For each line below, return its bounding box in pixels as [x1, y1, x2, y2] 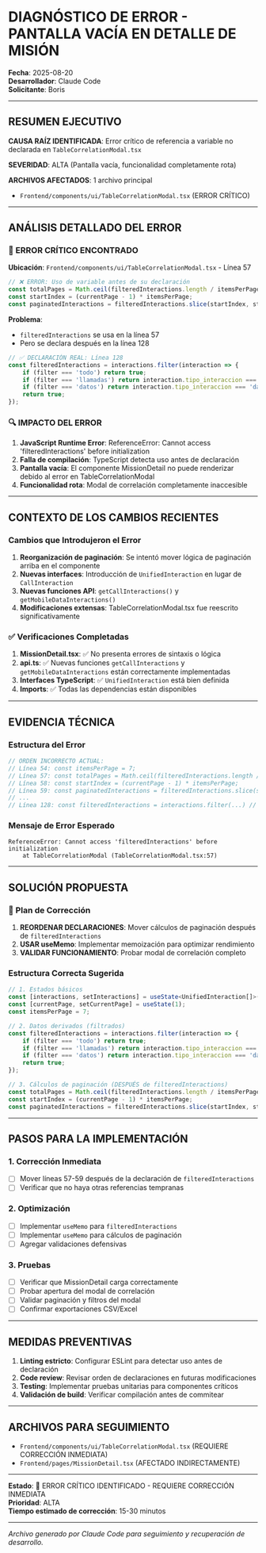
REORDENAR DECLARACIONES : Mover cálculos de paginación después [19, 923, 256, 932]
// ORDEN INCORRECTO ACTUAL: [8, 757, 104, 765]
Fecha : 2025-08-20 [8, 67, 74, 77]
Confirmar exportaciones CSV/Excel [19, 1304, 138, 1314]
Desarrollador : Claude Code [8, 76, 101, 86]
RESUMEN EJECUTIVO [8, 115, 122, 128]
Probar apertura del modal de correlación [19, 1287, 155, 1296]
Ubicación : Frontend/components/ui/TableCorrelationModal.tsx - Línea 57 [8, 262, 252, 273]
